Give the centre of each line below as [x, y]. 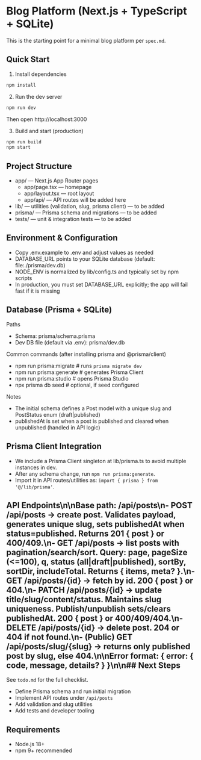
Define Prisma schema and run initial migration [73, 691]
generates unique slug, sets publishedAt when [95, 524]
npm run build [24, 142]
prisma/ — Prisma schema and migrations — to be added [86, 213]
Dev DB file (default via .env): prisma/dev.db [70, 342]
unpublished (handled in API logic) [57, 427]
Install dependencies [41, 74]
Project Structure [39, 166]
